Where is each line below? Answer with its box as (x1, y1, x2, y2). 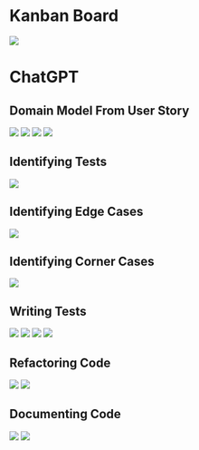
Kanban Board (9, 5, 119, 26)
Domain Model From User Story (9, 103, 190, 118)
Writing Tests (9, 303, 88, 318)
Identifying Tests (9, 154, 108, 170)
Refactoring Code (9, 355, 111, 370)
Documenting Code (9, 406, 122, 422)
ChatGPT (9, 67, 80, 87)
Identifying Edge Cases (9, 204, 144, 220)
